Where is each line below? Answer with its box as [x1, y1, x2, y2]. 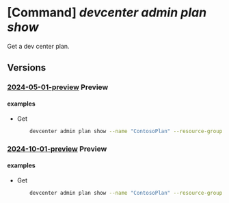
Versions [7, 62, 46, 73]
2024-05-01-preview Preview [7, 82, 109, 92]
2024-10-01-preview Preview [7, 144, 107, 154]
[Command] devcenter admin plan [7, 5, 207, 21]
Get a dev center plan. [7, 42, 70, 50]
